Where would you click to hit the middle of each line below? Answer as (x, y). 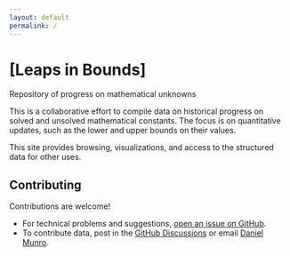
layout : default (39, 17)
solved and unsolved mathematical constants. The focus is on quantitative (145, 121)
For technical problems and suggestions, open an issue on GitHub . (144, 224)
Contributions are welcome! (60, 206)
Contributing (45, 184)
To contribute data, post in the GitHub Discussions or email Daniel (143, 233)
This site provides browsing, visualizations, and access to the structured (141, 148)
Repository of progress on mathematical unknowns (103, 94)
